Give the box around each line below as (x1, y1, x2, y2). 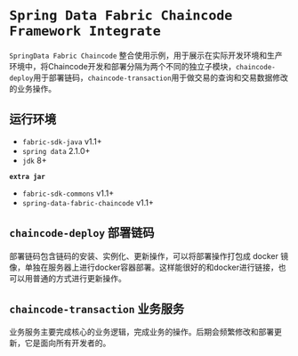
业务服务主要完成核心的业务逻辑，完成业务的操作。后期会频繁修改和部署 (9, 327, 274, 337)
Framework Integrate (9, 23, 162, 40)
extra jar (9, 172, 46, 181)
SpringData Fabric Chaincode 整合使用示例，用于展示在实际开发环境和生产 (9, 50, 283, 61)
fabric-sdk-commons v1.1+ (21, 188, 114, 198)
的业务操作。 (9, 83, 56, 93)
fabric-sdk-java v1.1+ (21, 136, 102, 147)
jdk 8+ (21, 155, 47, 166)
